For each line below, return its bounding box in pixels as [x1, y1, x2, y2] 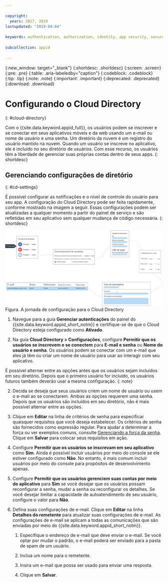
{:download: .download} [5, 81, 55, 87]
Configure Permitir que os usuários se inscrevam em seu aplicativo [12, 445, 154, 451]
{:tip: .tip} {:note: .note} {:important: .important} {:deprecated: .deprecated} [5, 75, 160, 81]
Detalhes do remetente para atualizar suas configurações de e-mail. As [12, 512, 161, 518]
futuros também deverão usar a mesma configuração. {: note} [5, 378, 133, 384]
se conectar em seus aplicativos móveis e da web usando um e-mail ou [5, 130, 152, 136]
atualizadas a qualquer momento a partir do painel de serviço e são [5, 210, 144, 216]
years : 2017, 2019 [9, 19, 48, 24]
